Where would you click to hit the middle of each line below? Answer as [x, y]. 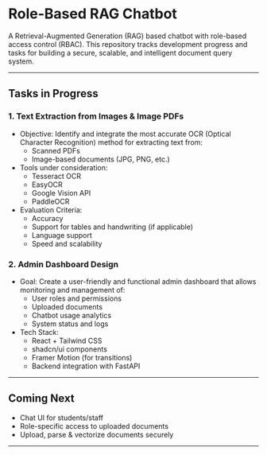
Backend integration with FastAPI [86, 366]
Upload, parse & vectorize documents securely [97, 434]
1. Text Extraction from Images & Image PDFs [96, 116]
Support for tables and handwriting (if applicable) [112, 227]
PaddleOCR [50, 201]
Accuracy [47, 218]
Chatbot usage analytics [72, 315]
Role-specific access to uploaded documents [94, 426]
